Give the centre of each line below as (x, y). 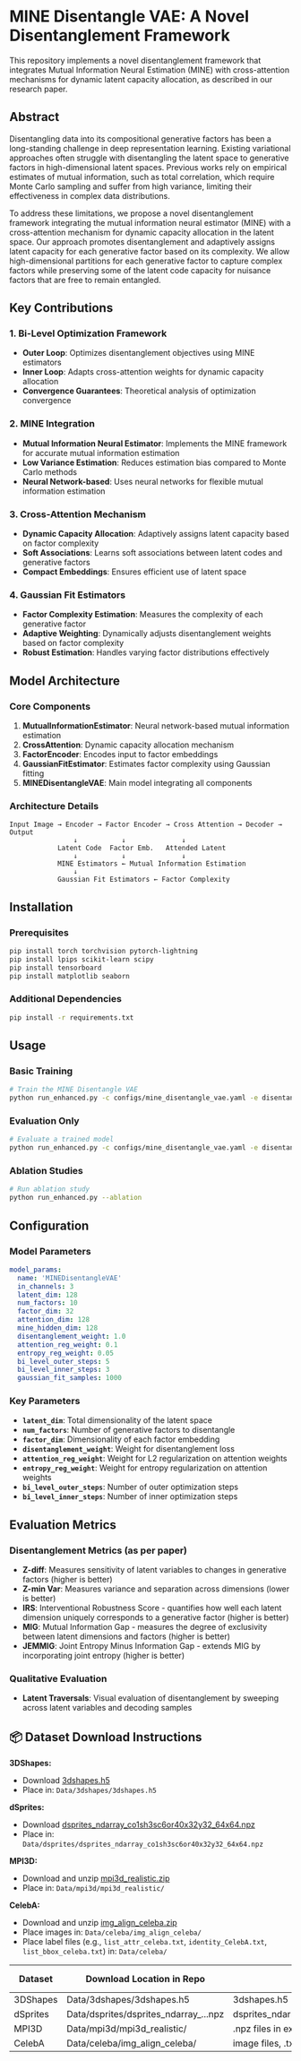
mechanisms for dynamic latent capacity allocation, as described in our (141, 79)
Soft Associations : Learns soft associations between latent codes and (152, 553)
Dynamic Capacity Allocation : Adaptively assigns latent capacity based (155, 534)
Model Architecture (65, 681)
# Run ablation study (50, 1189)
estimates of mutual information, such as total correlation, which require (142, 177)
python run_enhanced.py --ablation (76, 1198)
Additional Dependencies (66, 999)
